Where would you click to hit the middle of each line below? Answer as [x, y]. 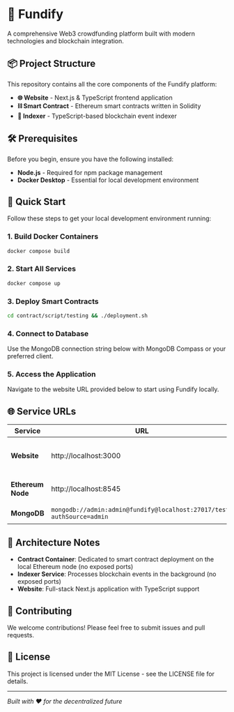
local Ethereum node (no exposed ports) [75, 567]
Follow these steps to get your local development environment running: [109, 218]
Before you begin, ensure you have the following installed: [91, 159]
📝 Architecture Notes [54, 542]
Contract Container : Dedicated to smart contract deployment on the [116, 559]
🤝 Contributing [40, 611]
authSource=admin [80, 517]
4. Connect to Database [48, 333]
